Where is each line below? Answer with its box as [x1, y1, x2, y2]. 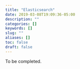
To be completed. [5, 58, 42, 64]
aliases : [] [5, 35, 30, 40]
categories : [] [5, 21, 37, 26]
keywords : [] [5, 26, 33, 31]
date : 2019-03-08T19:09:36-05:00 [5, 12, 75, 17]
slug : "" [5, 30, 24, 35]
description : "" [5, 16, 39, 21]
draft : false [5, 44, 33, 49]
